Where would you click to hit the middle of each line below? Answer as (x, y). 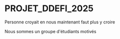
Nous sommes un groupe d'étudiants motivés (50, 31)
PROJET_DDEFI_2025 (49, 9)
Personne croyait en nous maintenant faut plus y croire (60, 22)
